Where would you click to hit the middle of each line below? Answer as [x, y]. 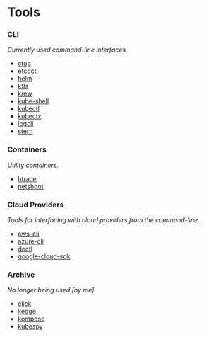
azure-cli [31, 241]
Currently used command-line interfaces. [67, 50]
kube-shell [33, 101]
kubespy [30, 326]
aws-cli [28, 234]
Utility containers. [33, 165]
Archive [21, 275]
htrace [27, 178]
